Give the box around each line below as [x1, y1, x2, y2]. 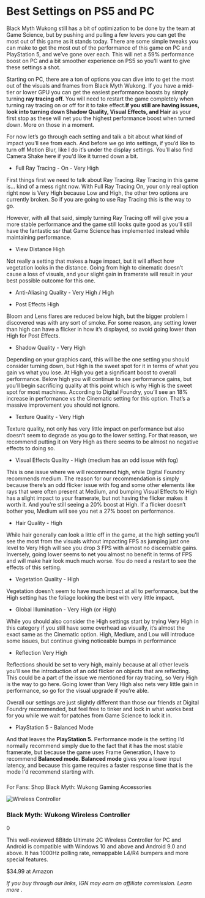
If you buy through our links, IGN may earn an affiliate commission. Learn [6, 880, 192, 887]
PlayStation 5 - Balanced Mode [15, 723, 94, 731]
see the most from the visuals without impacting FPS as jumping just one [6, 537, 190, 545]
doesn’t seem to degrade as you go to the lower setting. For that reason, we [6, 431, 198, 439]
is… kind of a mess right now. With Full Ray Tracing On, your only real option [6, 183, 199, 190]
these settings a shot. [6, 63, 61, 71]
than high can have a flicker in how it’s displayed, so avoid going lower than [6, 325, 196, 333]
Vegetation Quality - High [15, 575, 80, 583]
